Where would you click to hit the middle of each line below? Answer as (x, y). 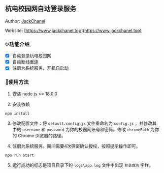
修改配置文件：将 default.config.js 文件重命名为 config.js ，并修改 (82, 123)
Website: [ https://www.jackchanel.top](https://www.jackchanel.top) (73, 30)
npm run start (20, 155)
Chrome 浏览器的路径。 (42, 135)
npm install (17, 114)
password (56, 130)
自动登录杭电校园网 (32, 56)
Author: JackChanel (25, 21)
